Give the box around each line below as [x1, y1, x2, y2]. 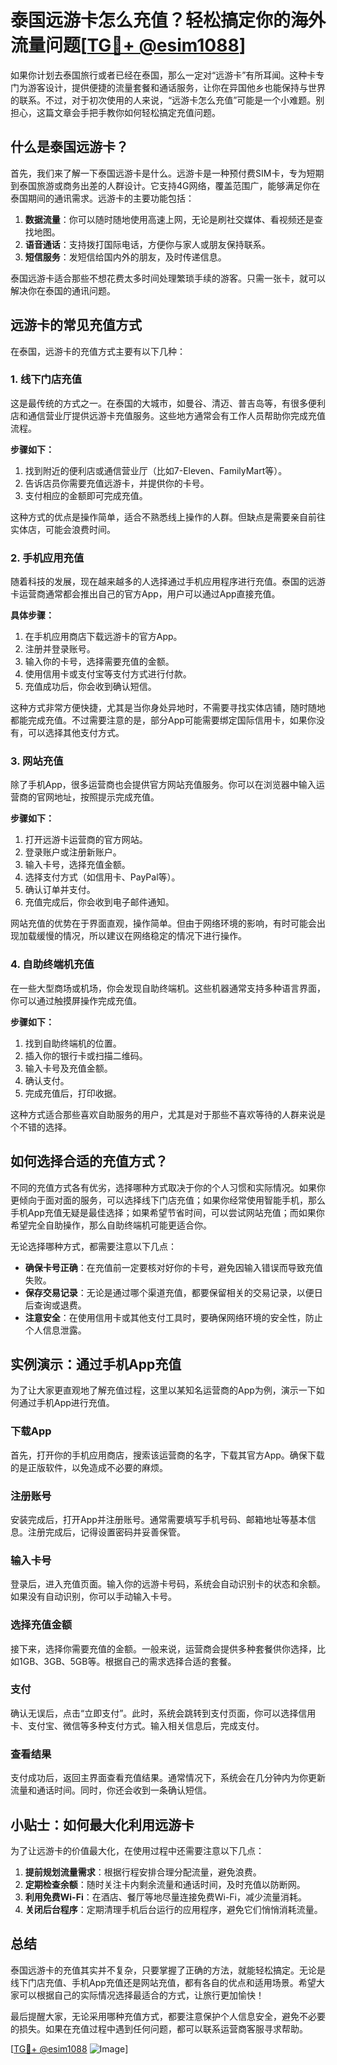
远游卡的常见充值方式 [10, 317, 142, 334]
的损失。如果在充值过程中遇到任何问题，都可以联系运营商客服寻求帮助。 [10, 2022, 308, 2035]
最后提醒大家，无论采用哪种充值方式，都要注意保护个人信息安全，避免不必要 [10, 2010, 326, 2022]
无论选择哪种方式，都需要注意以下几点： [10, 1240, 177, 1252]
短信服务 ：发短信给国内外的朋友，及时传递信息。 [24, 251, 227, 263]
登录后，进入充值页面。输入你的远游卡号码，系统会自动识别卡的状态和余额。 [10, 1578, 326, 1590]
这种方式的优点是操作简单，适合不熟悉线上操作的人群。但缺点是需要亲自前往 [10, 511, 326, 523]
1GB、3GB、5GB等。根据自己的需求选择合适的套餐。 [18, 1655, 237, 1667]
